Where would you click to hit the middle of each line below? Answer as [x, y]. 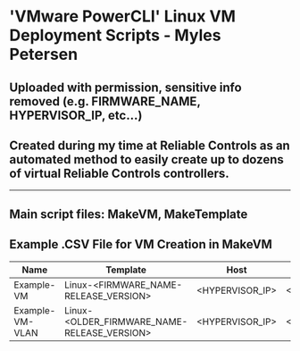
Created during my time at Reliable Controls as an [150, 145]
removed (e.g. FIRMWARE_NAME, [105, 101]
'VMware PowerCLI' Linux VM [123, 17]
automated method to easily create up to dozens [146, 159]
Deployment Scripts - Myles [115, 35]
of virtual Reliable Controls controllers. [119, 173]
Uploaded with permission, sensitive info [126, 87]
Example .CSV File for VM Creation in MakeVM [141, 244]
